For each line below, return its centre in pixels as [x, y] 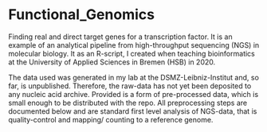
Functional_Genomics [82, 15]
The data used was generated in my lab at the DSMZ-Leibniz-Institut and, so [133, 77]
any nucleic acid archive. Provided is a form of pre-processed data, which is [133, 94]
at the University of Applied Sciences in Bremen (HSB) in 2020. [112, 62]
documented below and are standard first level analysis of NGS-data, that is [133, 111]
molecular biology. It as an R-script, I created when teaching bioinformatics [132, 53]
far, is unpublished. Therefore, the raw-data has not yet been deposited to [130, 86]
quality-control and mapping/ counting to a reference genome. [111, 119]
